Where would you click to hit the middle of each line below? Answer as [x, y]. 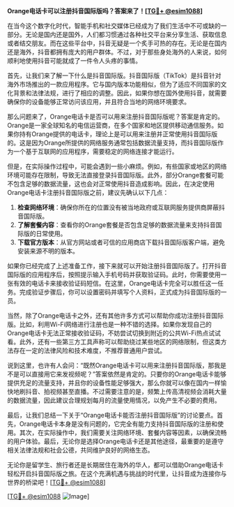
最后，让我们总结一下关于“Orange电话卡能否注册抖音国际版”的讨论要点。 [112, 415]
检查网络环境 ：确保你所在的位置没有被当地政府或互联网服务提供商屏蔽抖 [121, 207]
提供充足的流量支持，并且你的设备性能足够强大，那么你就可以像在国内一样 [114, 383]
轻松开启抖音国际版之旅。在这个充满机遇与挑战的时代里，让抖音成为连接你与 [117, 473]
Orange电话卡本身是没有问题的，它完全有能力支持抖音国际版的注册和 [118, 424]
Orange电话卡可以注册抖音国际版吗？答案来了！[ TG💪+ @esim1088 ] [105, 11]
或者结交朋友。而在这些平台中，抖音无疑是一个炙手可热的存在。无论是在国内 [117, 43]
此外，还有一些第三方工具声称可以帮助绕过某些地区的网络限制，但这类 [120, 342]
